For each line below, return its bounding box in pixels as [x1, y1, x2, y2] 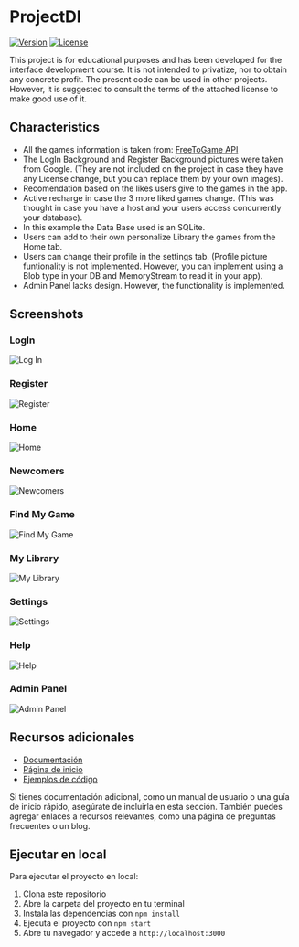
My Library [9, 551, 59, 564]
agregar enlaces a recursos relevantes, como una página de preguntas [9, 811, 276, 822]
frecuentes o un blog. [9, 820, 91, 831]
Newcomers [9, 464, 65, 477]
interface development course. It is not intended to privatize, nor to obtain [9, 64, 288, 75]
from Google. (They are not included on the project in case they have [22, 163, 283, 175]
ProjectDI [9, 6, 82, 27]
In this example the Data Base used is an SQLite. [22, 221, 206, 232]
